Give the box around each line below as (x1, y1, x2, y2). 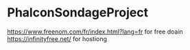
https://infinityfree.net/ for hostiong (7, 34, 108, 42)
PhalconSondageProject (7, 5, 149, 21)
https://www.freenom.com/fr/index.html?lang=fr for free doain (7, 27, 183, 36)
